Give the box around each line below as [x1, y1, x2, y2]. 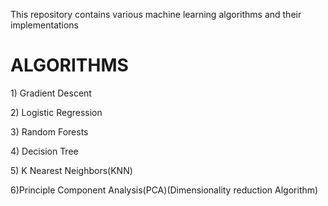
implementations [10, 19, 80, 31]
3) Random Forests [10, 125, 89, 138]
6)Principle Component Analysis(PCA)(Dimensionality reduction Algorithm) [10, 184, 319, 196]
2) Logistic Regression [10, 106, 103, 118]
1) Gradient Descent [10, 87, 92, 99]
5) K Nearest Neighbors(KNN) [10, 164, 133, 176]
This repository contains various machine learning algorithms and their [10, 9, 302, 20]
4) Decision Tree [10, 145, 79, 157]
